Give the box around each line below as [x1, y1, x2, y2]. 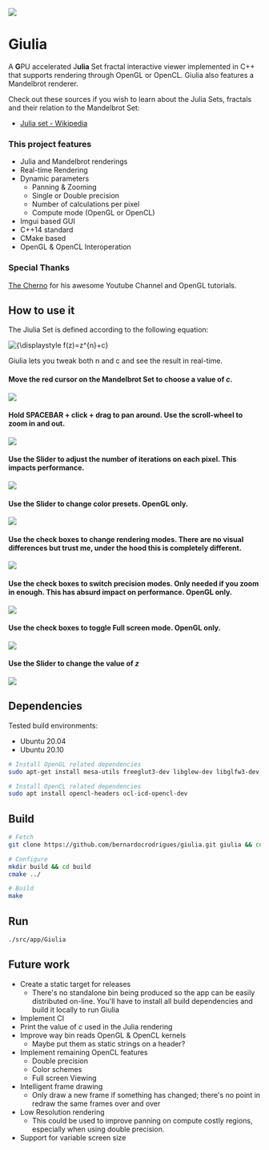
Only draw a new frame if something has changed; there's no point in [31, 1090, 261, 1099]
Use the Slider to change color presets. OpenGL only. [8, 499, 188, 508]
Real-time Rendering [19, 165, 88, 175]
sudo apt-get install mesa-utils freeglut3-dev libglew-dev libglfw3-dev [8, 768, 260, 776]
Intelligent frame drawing [19, 1081, 103, 1091]
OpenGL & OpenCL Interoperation [19, 242, 132, 252]
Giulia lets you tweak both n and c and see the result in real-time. [8, 356, 223, 365]
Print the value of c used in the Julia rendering [19, 1022, 173, 1031]
